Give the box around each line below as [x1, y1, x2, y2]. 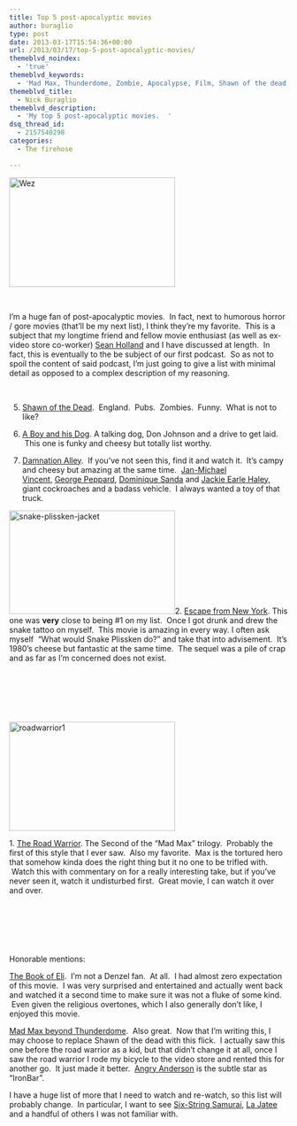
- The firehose [17, 144, 73, 153]
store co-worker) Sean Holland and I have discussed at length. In [31, 339, 270, 350]
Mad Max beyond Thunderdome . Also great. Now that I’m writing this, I [9, 1025, 271, 1036]
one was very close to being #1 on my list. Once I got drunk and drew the [9, 614, 278, 625]
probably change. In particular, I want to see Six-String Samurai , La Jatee [9, 1099, 278, 1109]
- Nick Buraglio [17, 95, 77, 104]
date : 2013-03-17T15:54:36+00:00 [9, 37, 133, 47]
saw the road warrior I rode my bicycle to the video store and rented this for [9, 1053, 285, 1064]
